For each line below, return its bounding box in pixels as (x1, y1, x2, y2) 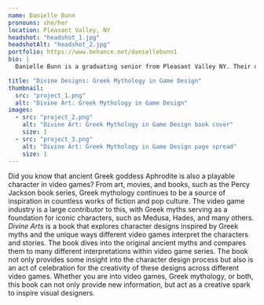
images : (8, 106, 34, 114)
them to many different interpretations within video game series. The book (8, 247, 249, 256)
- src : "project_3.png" (15, 135, 93, 143)
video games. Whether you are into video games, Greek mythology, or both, (8, 272, 254, 281)
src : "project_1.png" (15, 91, 86, 99)
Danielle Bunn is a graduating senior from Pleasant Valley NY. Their (15, 63, 251, 71)
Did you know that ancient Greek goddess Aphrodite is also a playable (8, 171, 236, 181)
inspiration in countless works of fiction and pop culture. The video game (8, 197, 245, 206)
